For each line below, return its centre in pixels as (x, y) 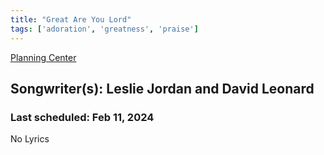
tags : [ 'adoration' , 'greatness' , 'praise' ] (104, 29)
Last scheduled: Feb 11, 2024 (82, 117)
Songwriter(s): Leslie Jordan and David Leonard (162, 88)
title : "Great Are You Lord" (71, 19)
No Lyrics (30, 139)
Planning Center (43, 57)
